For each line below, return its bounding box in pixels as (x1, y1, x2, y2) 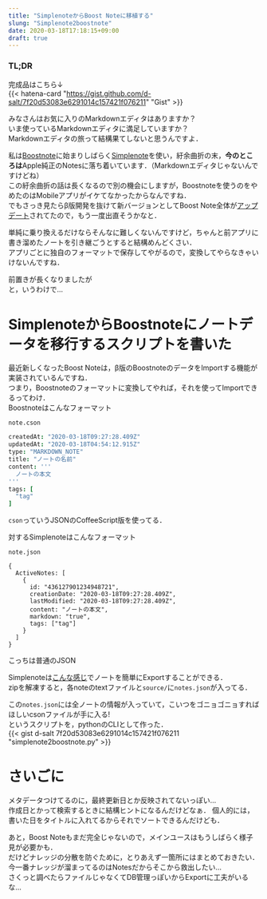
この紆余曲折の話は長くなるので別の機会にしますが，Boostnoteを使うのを (8, 181, 251, 190)
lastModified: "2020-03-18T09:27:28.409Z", (29, 597, 177, 606)
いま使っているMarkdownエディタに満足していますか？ (8, 123, 189, 133)
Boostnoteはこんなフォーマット (8, 403, 112, 412)
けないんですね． (8, 257, 65, 267)
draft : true (8, 34, 48, 42)
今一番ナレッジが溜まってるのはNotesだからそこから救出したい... (8, 862, 222, 872)
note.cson (8, 419, 41, 428)
